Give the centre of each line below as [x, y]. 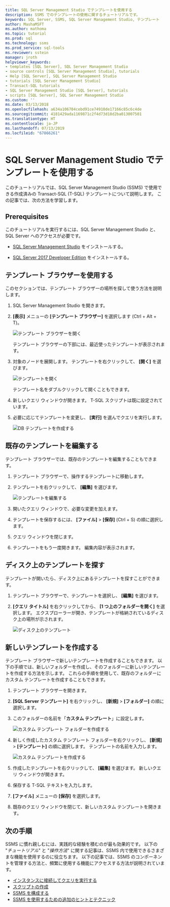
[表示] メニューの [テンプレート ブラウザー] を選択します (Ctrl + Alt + [84, 316]
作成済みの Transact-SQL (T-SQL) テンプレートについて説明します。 [85, 194]
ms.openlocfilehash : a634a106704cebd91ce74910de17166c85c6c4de [74, 109]
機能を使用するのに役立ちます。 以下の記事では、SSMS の [75, 857]
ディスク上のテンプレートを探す [55, 565]
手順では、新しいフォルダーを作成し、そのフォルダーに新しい [78, 667]
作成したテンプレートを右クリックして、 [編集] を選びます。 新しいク [85, 768]
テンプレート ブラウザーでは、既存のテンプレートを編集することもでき [79, 459]
